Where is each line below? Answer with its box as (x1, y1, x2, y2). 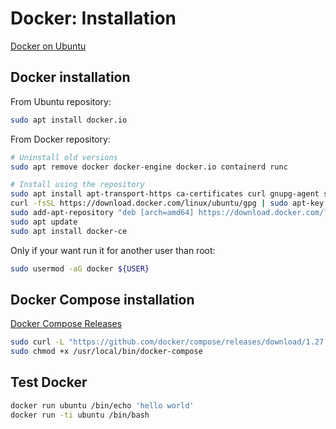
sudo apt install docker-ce (10, 226, 128, 236)
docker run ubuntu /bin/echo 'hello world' (10, 400, 195, 411)
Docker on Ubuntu (10, 40, 87, 52)
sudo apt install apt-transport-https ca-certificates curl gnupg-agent (10, 189, 320, 199)
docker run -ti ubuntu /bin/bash (10, 410, 150, 420)
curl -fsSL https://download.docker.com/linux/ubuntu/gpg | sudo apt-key (10, 198, 325, 209)
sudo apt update (10, 217, 78, 227)
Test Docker (10, 374, 88, 391)
